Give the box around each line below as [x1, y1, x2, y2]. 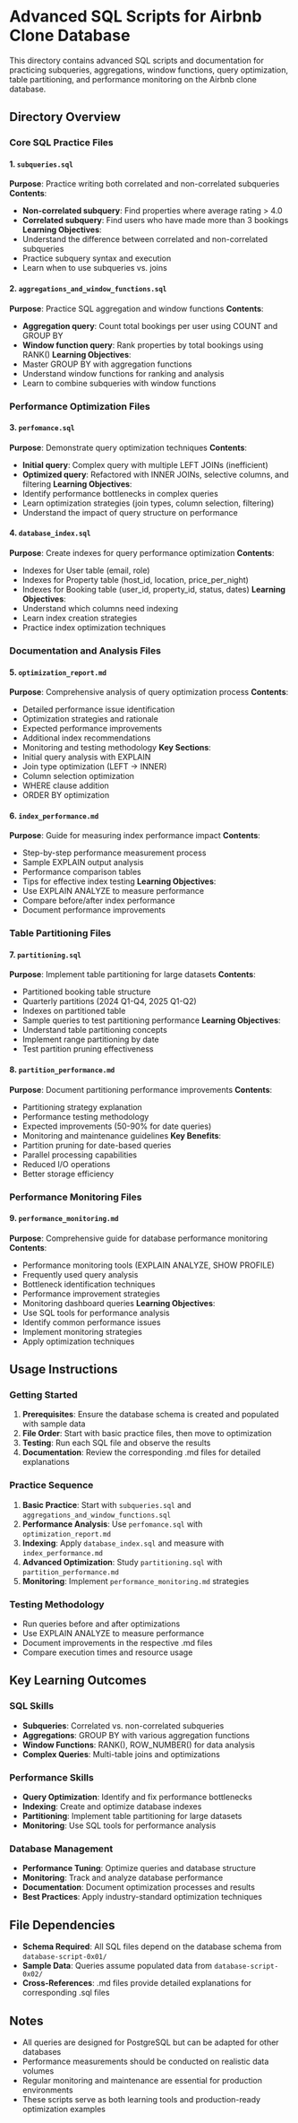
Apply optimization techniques [21, 1336, 135, 1347]
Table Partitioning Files [9, 927, 112, 940]
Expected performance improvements [21, 724, 163, 734]
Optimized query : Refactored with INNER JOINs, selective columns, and [21, 469, 289, 480]
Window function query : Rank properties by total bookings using [21, 339, 264, 351]
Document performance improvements [21, 905, 166, 915]
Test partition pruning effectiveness [21, 1044, 154, 1054]
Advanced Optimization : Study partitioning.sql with [21, 1556, 223, 1567]
